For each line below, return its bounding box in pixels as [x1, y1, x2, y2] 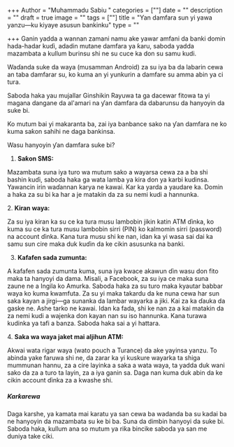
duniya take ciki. [7, 432, 54, 440]
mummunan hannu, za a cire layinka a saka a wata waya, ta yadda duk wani [7, 361, 225, 369]
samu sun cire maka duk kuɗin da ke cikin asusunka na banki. [7, 240, 185, 248]
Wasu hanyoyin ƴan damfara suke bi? [7, 141, 115, 149]
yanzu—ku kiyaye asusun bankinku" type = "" [7, 21, 140, 29]
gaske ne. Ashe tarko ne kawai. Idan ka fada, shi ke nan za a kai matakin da [7, 304, 224, 312]
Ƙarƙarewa [7, 392, 41, 400]
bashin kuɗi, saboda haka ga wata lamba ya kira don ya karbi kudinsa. [7, 175, 210, 184]
